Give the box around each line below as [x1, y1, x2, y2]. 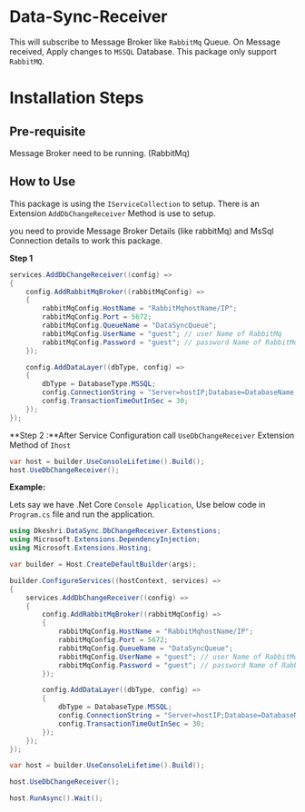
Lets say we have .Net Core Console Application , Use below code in [9, 500, 266, 510]
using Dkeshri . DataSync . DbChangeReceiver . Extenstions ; [9, 527, 221, 536]
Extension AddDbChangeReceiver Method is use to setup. [9, 207, 216, 219]
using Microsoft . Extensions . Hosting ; [9, 543, 152, 553]
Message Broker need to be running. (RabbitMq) [9, 147, 191, 158]
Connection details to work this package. [9, 234, 163, 246]
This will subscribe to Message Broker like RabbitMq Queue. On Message [9, 36, 281, 47]
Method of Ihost [9, 439, 71, 451]
